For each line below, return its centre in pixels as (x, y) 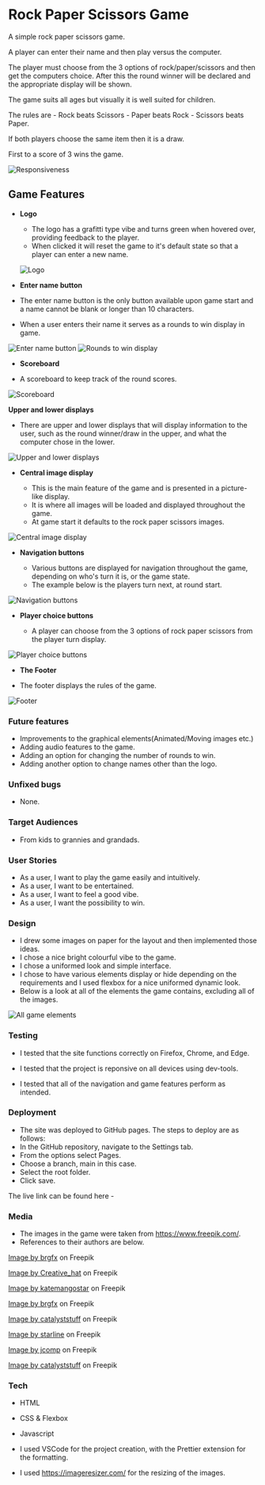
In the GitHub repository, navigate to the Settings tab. (106, 1146)
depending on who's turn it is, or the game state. (111, 576)
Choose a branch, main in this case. (78, 1164)
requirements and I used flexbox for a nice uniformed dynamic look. (130, 983)
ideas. (30, 949)
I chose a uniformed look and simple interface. (95, 966)
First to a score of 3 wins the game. (66, 154)
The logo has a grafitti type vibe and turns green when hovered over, (144, 229)
